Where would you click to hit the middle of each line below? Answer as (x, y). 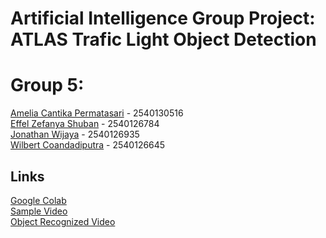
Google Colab (38, 200)
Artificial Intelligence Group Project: (163, 18)
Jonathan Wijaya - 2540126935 (75, 134)
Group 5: (47, 85)
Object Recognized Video (63, 221)
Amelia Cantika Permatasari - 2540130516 (97, 113)
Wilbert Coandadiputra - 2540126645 (88, 145)
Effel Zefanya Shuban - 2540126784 (85, 124)
